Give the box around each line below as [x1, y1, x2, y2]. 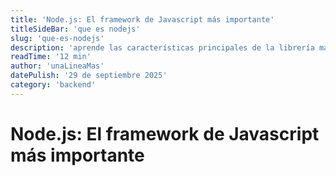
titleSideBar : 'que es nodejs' [10, 24, 141, 34]
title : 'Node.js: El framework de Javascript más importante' [10, 14, 275, 25]
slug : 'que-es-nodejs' [10, 33, 105, 43]
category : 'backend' [10, 80, 97, 90]
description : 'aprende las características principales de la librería [10, 42, 315, 53]
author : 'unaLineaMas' [10, 61, 105, 71]
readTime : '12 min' [10, 52, 92, 62]
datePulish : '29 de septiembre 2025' [10, 71, 168, 81]
